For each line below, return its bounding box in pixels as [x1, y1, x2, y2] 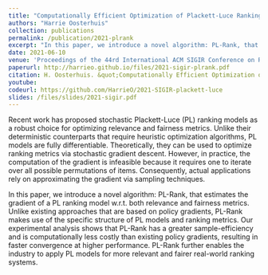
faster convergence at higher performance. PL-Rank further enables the [8, 241, 245, 250]
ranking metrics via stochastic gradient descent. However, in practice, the [8, 149, 251, 159]
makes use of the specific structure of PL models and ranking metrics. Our [8, 215, 254, 225]
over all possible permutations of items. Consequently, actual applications [8, 166, 251, 175]
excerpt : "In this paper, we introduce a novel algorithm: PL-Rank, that [8, 41, 259, 49]
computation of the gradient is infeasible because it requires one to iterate [8, 157, 252, 167]
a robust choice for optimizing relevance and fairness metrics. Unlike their [8, 124, 251, 133]
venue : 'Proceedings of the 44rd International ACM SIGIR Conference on [8, 57, 255, 65]
